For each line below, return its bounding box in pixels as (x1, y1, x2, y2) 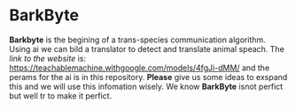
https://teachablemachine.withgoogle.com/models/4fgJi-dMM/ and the (9, 62, 270, 73)
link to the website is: (9, 53, 87, 63)
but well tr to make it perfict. (9, 90, 113, 101)
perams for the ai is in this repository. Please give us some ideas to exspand (9, 71, 288, 82)
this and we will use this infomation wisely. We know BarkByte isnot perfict (9, 81, 284, 92)
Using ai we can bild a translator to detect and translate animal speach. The (9, 43, 285, 54)
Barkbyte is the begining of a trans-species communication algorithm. (9, 34, 266, 45)
